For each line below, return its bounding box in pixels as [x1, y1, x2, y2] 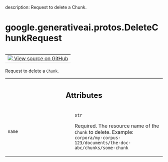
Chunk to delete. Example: [74, 129, 134, 136]
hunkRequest [5, 33, 62, 44]
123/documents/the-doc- [74, 140, 131, 146]
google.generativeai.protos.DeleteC [5, 22, 158, 33]
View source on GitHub [14, 55, 68, 62]
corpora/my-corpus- [74, 135, 121, 141]
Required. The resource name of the [74, 122, 159, 129]
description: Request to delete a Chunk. [5, 5, 87, 10]
